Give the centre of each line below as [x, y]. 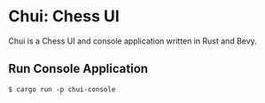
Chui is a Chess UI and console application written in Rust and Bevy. [133, 41]
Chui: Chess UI [64, 16]
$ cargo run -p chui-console [62, 89]
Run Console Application [78, 69]
